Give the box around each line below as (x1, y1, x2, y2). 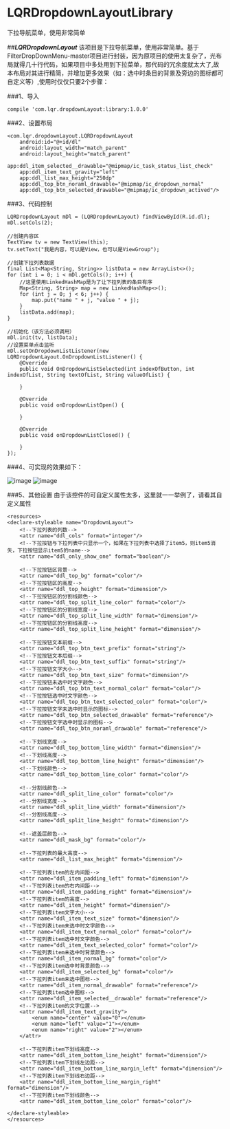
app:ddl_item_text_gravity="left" (19, 169, 118, 175)
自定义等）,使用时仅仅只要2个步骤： (7, 77, 109, 85)
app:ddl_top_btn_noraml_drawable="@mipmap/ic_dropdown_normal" (19, 180, 205, 187)
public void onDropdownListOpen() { (19, 401, 125, 409)
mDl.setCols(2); (7, 219, 54, 226)
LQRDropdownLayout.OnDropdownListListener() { (7, 353, 143, 361)
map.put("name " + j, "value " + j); (32, 297, 139, 303)
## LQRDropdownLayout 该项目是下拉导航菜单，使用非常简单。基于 (7, 43, 200, 51)
